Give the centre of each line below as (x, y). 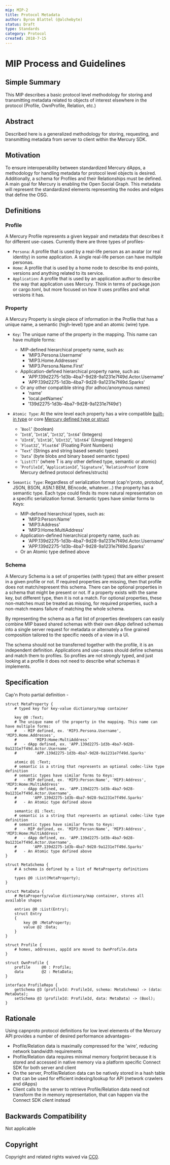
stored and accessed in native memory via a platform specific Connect (87, 1062)
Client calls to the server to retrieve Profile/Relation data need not (81, 1090)
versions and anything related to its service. (58, 273)
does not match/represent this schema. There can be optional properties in (84, 587)
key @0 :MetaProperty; (47, 923)
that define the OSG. (27, 195)
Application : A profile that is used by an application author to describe (87, 279)
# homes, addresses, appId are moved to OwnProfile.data (76, 949)
